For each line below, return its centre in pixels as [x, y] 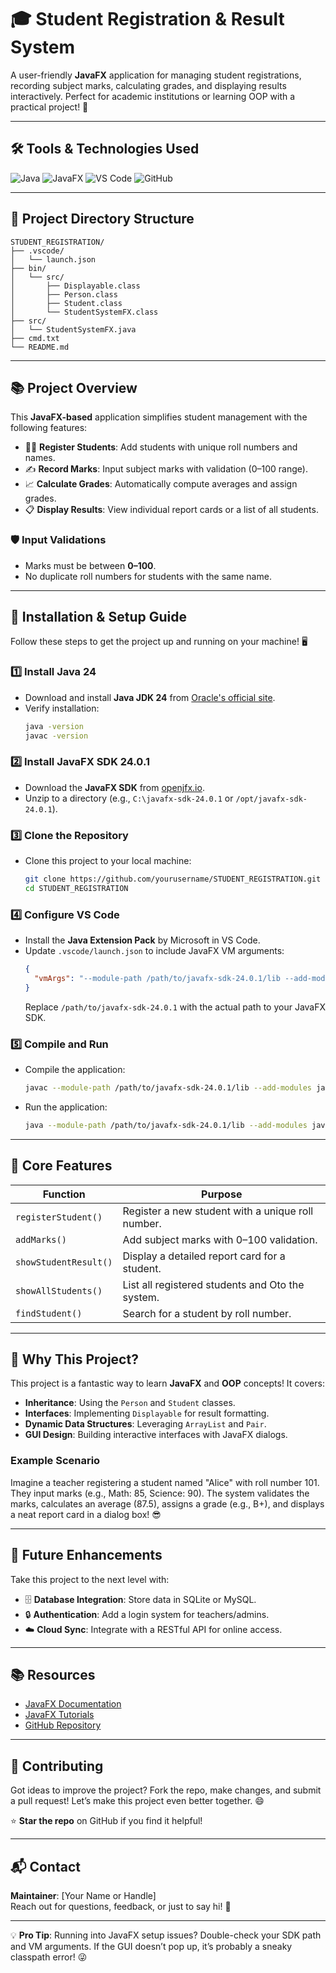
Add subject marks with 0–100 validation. [220, 1239]
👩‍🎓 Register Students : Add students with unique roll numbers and [161, 447]
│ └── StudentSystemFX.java [73, 329]
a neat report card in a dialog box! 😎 [86, 1514]
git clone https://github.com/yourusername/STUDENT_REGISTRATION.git [173, 879]
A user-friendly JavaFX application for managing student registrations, [156, 75]
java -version [54, 726]
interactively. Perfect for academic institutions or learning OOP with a [153, 96]
